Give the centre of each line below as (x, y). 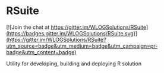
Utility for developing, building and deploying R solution (74, 64)
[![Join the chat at (28, 27)
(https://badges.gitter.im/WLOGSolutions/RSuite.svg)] (72, 33)
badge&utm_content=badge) (41, 52)
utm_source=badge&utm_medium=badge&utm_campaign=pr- (82, 46)
